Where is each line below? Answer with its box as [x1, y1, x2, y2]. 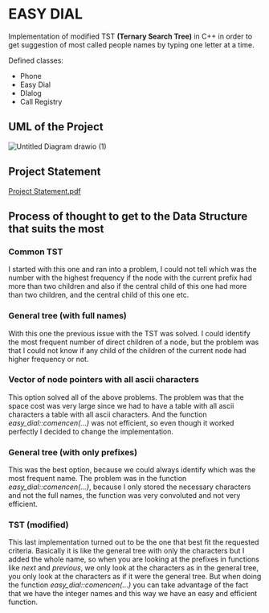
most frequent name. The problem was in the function [8, 474, 187, 483]
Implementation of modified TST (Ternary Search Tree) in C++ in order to [8, 31, 253, 41]
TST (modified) [8, 520, 69, 531]
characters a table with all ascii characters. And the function [8, 409, 207, 419]
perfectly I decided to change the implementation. [8, 426, 174, 436]
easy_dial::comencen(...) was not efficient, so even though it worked [8, 418, 234, 427]
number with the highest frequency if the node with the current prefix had [8, 273, 252, 282]
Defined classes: [8, 56, 64, 65]
